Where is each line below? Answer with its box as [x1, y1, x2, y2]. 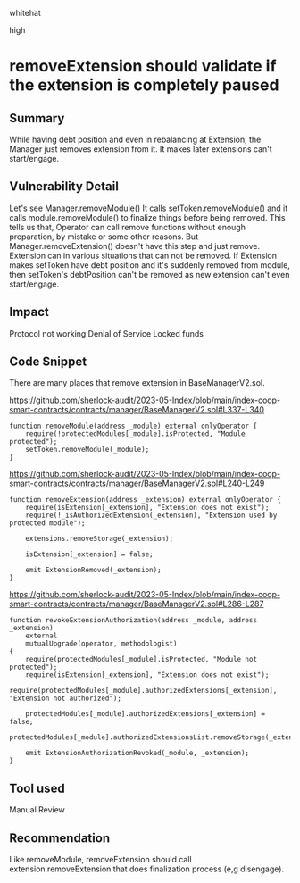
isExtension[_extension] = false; [25, 550, 154, 559]
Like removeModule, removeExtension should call [9, 854, 192, 865]
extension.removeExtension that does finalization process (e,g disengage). [9, 863, 284, 874]
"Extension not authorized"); [9, 694, 122, 704]
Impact [9, 304, 49, 320]
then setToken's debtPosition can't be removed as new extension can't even [9, 269, 290, 279]
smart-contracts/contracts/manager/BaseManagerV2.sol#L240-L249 [9, 478, 265, 489]
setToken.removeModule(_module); [25, 446, 150, 454]
